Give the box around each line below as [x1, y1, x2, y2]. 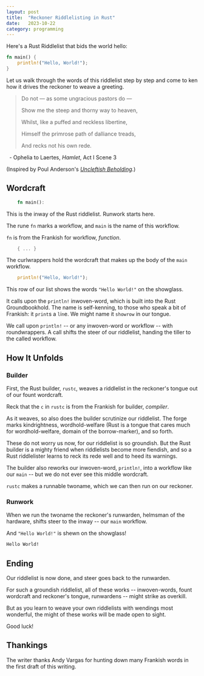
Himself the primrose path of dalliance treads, [21, 130, 136, 137]
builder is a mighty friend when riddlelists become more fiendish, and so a [6, 446, 192, 453]
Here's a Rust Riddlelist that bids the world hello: [6, 43, 127, 50]
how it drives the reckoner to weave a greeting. [6, 83, 124, 90]
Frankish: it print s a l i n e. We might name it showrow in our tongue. [6, 311, 171, 318]
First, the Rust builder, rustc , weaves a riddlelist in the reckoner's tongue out [6, 385, 198, 392]
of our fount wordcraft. [6, 391, 64, 398]
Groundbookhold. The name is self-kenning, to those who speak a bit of [6, 304, 186, 311]
